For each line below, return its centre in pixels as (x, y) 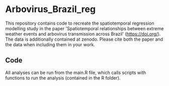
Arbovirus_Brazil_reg (51, 9)
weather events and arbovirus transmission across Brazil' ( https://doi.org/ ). (83, 34)
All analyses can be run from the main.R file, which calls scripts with (76, 72)
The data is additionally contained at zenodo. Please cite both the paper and (84, 39)
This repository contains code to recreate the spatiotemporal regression (80, 23)
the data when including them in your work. (50, 44)
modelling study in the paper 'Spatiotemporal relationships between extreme (84, 28)
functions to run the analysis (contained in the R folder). (63, 78)
